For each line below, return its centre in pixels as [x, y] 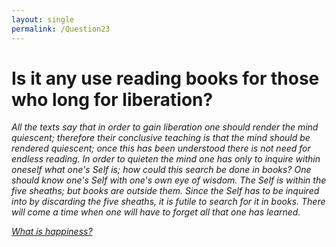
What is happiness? [52, 232]
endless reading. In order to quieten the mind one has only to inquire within [166, 159]
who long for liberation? [112, 99]
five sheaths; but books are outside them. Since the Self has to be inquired [165, 191]
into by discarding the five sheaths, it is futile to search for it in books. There [168, 202]
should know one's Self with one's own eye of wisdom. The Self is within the [169, 180]
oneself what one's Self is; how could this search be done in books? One [161, 170]
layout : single [43, 19]
